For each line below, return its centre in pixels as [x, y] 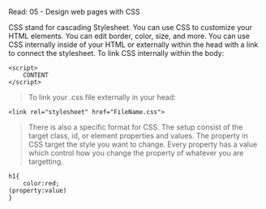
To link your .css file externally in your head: [102, 97]
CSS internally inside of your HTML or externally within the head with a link [133, 45]
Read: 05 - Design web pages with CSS [74, 12]
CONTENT [36, 75]
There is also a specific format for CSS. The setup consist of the [135, 127]
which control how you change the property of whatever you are [136, 153]
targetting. [45, 162]
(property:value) [38, 190]
